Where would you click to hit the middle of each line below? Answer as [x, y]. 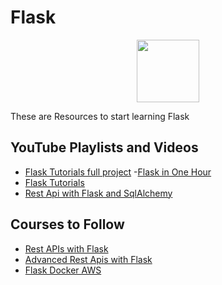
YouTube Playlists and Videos [104, 147]
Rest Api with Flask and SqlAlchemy [98, 193]
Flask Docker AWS [63, 270]
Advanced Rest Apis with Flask [88, 259]
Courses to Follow [67, 224]
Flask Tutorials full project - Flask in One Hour [118, 172]
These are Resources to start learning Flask [100, 116]
